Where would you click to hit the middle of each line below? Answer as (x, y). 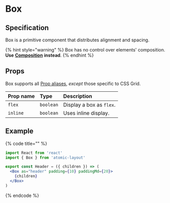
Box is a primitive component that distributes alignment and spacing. (77, 40)
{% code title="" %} (26, 143)
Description (78, 96)
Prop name (21, 96)
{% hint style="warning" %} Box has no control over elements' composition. (85, 50)
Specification (27, 28)
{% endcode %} (22, 195)
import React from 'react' (34, 153)
